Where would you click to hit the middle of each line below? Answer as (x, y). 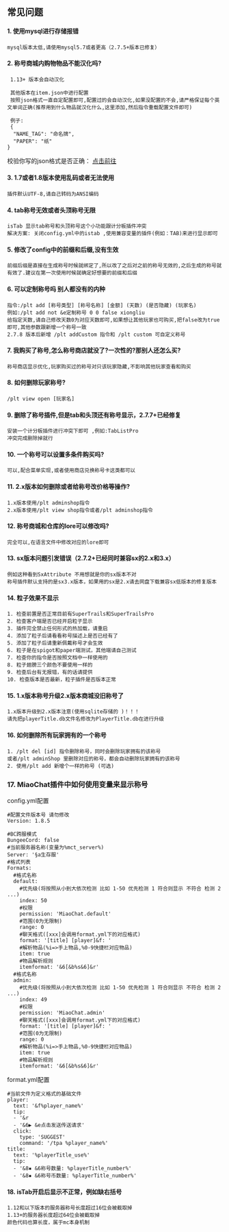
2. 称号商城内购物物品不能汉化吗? (54, 63)
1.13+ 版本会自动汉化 (37, 80)
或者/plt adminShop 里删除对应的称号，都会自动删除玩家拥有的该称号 (94, 759)
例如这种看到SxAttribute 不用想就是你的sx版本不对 (72, 575)
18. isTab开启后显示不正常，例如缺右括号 (65, 1192)
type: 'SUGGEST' (43, 1137)
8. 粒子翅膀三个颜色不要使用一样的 (50, 665)
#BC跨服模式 (22, 834)
